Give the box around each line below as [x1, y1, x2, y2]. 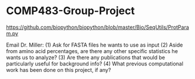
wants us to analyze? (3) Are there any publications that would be [6, 54, 166, 61]
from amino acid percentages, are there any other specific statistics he [6, 47, 179, 54]
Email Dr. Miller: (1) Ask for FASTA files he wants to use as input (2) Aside [6, 41, 183, 48]
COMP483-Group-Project [6, 4, 135, 18]
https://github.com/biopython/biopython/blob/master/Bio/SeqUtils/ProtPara [6, 24, 190, 31]
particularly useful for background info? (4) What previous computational [6, 60, 184, 67]
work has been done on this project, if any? [6, 66, 111, 73]
